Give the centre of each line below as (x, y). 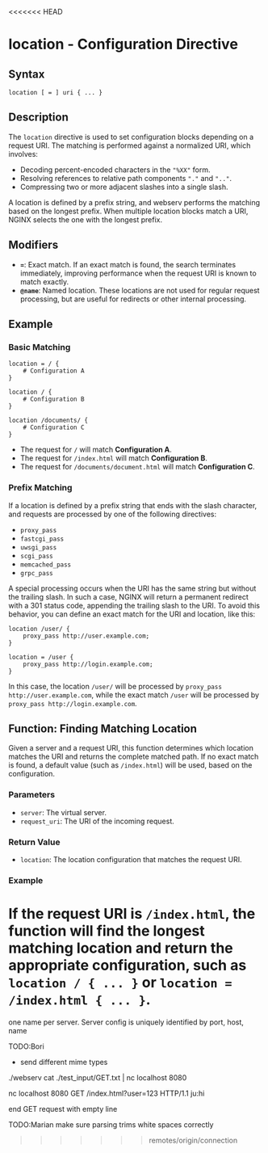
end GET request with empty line (63, 1109)
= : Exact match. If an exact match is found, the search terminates (128, 264)
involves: (23, 154)
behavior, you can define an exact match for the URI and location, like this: (132, 614)
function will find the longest (107, 931)
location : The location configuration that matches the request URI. (131, 860)
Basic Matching (40, 347)
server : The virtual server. (63, 812)
